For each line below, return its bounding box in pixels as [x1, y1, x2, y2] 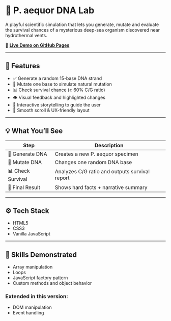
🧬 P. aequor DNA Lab [5, 5, 95, 16]
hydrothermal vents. [5, 32, 47, 38]
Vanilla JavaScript [12, 231, 51, 237]
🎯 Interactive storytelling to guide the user [12, 101, 101, 108]
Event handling [12, 310, 44, 316]
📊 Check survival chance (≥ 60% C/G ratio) [12, 87, 105, 93]
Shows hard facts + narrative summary [54, 183, 148, 191]
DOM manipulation [12, 304, 52, 310]
